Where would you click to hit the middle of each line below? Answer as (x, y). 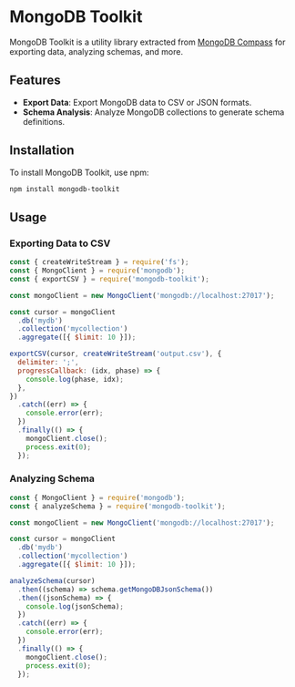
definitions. (44, 121)
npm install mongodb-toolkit (65, 189)
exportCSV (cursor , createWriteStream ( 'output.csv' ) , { (116, 354)
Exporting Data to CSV (60, 243)
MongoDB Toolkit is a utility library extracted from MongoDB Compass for (147, 42)
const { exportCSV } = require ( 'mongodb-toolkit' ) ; (109, 279)
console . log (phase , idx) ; (75, 379)
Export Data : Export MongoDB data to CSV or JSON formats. (137, 102)
